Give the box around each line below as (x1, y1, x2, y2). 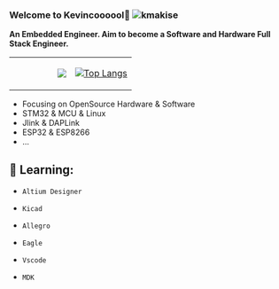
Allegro (21, 222, 50, 230)
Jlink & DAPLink (21, 118, 80, 129)
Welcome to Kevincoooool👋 (9, 9, 131, 21)
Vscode (21, 256, 47, 265)
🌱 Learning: (9, 162, 74, 177)
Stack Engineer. (9, 38, 69, 49)
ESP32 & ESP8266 (21, 127, 90, 137)
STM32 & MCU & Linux (21, 108, 106, 119)
